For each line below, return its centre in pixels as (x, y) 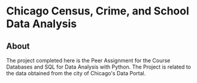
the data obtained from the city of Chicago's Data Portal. (76, 73)
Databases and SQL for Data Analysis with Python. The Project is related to (99, 67)
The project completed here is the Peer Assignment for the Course (88, 60)
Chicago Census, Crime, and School (98, 11)
